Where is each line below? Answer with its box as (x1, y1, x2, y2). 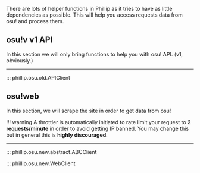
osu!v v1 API (6, 35, 53, 45)
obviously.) (6, 56, 33, 64)
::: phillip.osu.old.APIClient (6, 74, 70, 81)
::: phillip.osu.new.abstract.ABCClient (6, 148, 97, 155)
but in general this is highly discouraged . (6, 131, 108, 139)
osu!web (6, 92, 40, 102)
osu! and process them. (6, 18, 64, 24)
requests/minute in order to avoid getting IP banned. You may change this (6, 125, 189, 132)
